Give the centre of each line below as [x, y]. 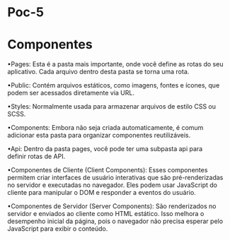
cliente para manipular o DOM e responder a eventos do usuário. [102, 193]
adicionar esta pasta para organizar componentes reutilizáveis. [99, 136]
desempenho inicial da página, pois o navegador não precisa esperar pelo [115, 221]
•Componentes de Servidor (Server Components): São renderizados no [112, 206]
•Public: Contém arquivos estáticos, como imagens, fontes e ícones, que [114, 85]
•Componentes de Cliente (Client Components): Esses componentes [108, 170]
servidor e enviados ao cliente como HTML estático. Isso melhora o [106, 214]
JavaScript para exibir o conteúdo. [58, 229]
